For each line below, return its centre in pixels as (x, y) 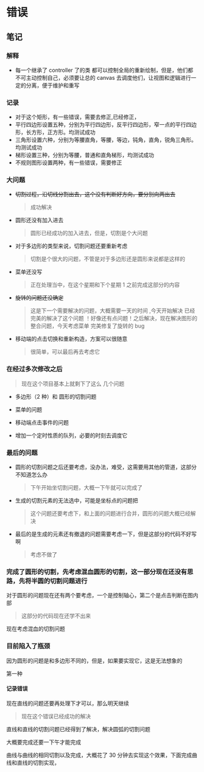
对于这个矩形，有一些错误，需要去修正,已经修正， (77, 117)
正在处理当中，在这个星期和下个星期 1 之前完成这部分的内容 (105, 285)
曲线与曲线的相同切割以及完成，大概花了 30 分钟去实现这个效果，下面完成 (99, 755)
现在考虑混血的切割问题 (36, 629)
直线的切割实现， (38, 762)
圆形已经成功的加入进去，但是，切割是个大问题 (89, 233)
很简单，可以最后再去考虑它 (65, 352)
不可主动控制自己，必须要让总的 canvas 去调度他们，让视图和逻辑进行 (103, 77)
